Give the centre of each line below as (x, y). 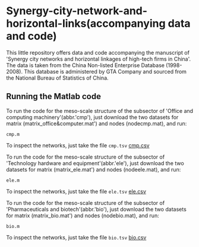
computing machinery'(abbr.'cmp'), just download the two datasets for (92, 117)
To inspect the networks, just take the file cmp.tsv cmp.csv (78, 145)
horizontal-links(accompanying (86, 23)
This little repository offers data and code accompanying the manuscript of (98, 52)
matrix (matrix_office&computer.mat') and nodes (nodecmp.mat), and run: (97, 123)
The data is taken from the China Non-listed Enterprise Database (86, 65)
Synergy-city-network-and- (77, 11)
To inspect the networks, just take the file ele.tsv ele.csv (76, 191)
